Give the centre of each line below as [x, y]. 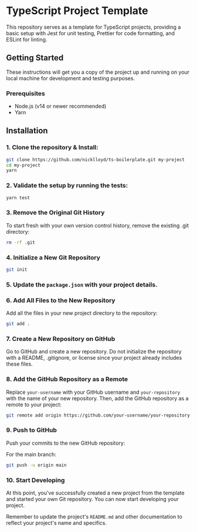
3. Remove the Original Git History [55, 213]
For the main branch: [31, 454]
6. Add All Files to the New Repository [61, 300]
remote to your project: [34, 404]
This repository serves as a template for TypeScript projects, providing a [94, 27]
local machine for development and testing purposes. [71, 78]
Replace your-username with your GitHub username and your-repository [93, 392]
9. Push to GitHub [32, 430]
